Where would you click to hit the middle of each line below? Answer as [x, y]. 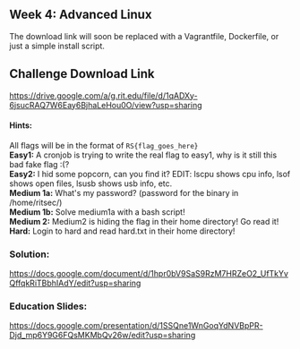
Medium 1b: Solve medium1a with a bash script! [97, 212]
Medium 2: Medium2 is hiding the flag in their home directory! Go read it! [144, 221]
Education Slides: [48, 306]
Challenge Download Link [82, 74]
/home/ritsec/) [36, 202]
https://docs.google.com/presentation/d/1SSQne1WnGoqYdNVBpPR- [136, 326]
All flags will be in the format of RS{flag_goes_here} [104, 145]
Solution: [30, 254]
